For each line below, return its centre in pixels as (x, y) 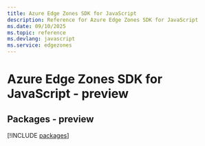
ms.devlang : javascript (41, 39)
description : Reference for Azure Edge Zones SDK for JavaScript (102, 20)
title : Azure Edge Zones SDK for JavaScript (72, 13)
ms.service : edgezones (40, 45)
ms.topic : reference (37, 33)
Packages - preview (51, 119)
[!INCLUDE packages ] (38, 135)
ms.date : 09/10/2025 (37, 26)
